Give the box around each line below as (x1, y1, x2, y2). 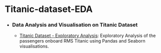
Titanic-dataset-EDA (5, 3, 93, 15)
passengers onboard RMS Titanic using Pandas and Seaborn (19, 38, 146, 44)
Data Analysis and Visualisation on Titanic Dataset (12, 21, 138, 28)
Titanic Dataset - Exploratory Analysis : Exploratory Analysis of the (19, 32, 156, 38)
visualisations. (19, 43, 49, 49)
